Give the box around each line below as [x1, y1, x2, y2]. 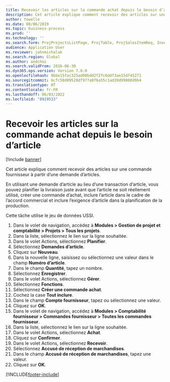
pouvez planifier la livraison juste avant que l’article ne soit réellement [6, 187, 150, 193]
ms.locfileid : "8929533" [6, 96, 58, 101]
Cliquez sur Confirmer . [13, 335, 62, 341]
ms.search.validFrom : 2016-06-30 [6, 64, 76, 69]
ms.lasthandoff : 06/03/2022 [6, 92, 65, 97]
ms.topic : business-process [6, 26, 65, 31]
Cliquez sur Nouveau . [13, 249, 59, 255]
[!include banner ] [6, 156, 42, 162]
